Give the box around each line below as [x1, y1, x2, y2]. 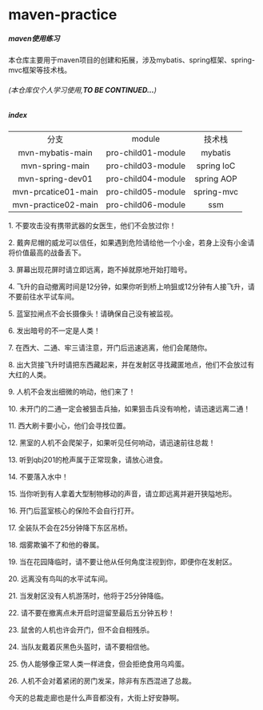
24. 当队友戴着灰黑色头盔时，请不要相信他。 [8, 642, 154, 652]
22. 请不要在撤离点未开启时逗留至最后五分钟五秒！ [8, 608, 176, 617]
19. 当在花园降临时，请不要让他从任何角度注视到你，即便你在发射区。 [8, 556, 237, 566]
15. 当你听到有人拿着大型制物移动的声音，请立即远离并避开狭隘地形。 [8, 488, 237, 498]
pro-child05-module [106, 186, 186, 197]
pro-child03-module [106, 160, 186, 171]
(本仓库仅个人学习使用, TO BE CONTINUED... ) [8, 85, 157, 94]
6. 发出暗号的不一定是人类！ [8, 326, 102, 335]
